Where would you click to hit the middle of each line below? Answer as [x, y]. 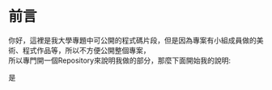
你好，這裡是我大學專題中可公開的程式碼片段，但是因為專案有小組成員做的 [132, 40]
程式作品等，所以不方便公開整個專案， [86, 50]
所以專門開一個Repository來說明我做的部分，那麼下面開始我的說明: [119, 60]
